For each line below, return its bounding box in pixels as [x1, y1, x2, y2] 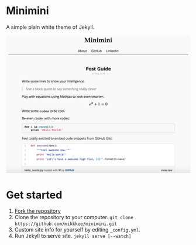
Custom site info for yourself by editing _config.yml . [14, 226, 140, 233]
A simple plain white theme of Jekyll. [6, 23, 95, 30]
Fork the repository [14, 207, 61, 215]
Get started [6, 188, 63, 202]
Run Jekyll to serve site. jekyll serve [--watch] [14, 233, 132, 240]
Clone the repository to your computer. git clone [14, 214, 133, 221]
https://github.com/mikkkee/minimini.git [14, 221, 117, 227]
